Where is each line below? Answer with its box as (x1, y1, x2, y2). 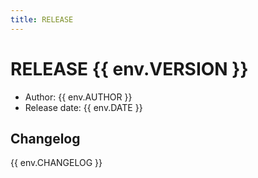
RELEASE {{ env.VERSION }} (10, 57, 249, 80)
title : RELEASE (10, 14, 74, 25)
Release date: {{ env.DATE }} (24, 101, 143, 113)
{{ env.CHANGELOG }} (10, 157, 103, 169)
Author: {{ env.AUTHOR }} (24, 91, 133, 103)
